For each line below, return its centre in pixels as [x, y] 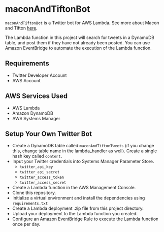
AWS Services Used [36, 96]
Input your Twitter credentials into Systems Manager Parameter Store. [83, 162]
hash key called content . [37, 156]
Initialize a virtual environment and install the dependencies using [79, 198]
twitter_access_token [42, 178]
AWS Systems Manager [36, 118]
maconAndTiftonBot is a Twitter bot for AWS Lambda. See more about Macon [82, 23]
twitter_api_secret [40, 172]
